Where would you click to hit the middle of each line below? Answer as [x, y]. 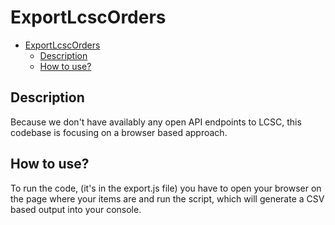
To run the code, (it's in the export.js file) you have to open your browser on [166, 188]
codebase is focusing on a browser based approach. [119, 132]
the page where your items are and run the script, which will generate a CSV [167, 198]
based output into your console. [76, 209]
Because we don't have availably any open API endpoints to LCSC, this [156, 122]
